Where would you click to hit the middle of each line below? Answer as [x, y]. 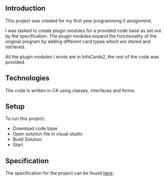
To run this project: [25, 119]
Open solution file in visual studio [48, 134]
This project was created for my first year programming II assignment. [79, 20]
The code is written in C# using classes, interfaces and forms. [70, 90]
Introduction [26, 8]
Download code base [35, 128]
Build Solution [27, 139]
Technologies [28, 78]
